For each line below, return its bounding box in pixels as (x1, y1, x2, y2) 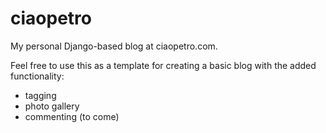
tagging (24, 89, 57, 101)
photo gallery (24, 100, 80, 112)
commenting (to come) (24, 110, 120, 122)
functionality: (10, 70, 65, 82)
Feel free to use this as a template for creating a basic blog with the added (10, 59, 317, 71)
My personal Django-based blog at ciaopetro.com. (10, 40, 218, 52)
